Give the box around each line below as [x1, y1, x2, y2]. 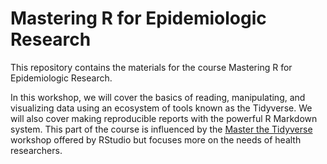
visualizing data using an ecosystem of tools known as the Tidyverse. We [10, 102, 313, 114]
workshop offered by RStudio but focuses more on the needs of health [10, 133, 302, 146]
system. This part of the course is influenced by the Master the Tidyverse [10, 123, 313, 135]
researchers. [10, 144, 63, 156]
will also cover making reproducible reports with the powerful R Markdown [10, 112, 318, 124]
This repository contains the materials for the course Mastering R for [10, 61, 293, 73]
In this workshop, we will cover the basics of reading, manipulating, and [10, 91, 306, 103]
